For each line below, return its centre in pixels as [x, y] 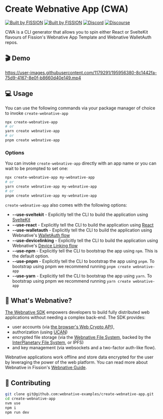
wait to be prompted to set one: [37, 168]
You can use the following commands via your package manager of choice [80, 108]
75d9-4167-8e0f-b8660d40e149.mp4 [43, 78]
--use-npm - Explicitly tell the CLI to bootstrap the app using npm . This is [85, 251]
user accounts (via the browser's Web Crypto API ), [63, 327]
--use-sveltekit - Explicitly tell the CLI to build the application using [80, 214]
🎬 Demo [18, 58]
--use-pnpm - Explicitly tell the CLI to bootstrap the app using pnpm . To [83, 261]
